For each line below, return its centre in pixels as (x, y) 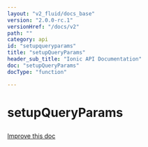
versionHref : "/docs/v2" (43, 26)
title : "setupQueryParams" (46, 53)
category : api (28, 40)
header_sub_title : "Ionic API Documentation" (74, 59)
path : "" (20, 33)
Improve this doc (31, 136)
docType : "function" (37, 72)
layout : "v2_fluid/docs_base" (51, 14)
